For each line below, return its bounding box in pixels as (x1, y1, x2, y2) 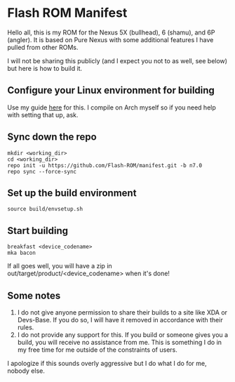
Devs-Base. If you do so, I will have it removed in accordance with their (17, 316, 223, 324)
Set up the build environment (7, 187, 137, 199)
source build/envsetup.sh (7, 206, 83, 213)
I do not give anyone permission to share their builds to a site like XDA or (17, 308, 228, 317)
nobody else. (7, 367, 46, 375)
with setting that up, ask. (7, 110, 79, 119)
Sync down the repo (7, 131, 97, 143)
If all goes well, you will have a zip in (7, 262, 112, 270)
